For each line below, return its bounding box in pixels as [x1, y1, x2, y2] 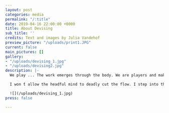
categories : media [5, 12, 44, 17]
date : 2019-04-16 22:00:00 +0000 [5, 21, 75, 27]
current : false [5, 45, 37, 50]
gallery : [5, 54, 24, 59]
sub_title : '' [5, 31, 35, 36]
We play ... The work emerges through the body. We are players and [10, 73, 156, 78]
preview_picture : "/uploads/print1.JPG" [5, 40, 92, 45]
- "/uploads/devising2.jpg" [5, 63, 64, 68]
